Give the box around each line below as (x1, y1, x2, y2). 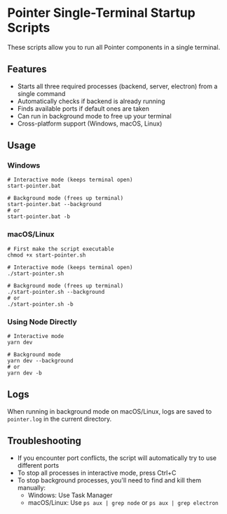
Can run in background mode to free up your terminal (17, 111, 172, 120)
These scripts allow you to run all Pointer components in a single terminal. (7, 43, 221, 51)
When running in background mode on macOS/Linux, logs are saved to (7, 407, 212, 415)
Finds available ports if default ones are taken (17, 104, 149, 113)
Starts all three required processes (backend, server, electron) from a (17, 82, 218, 90)
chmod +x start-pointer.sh (7, 251, 86, 259)
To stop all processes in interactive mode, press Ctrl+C (17, 468, 177, 477)
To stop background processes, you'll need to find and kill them (17, 475, 202, 485)
